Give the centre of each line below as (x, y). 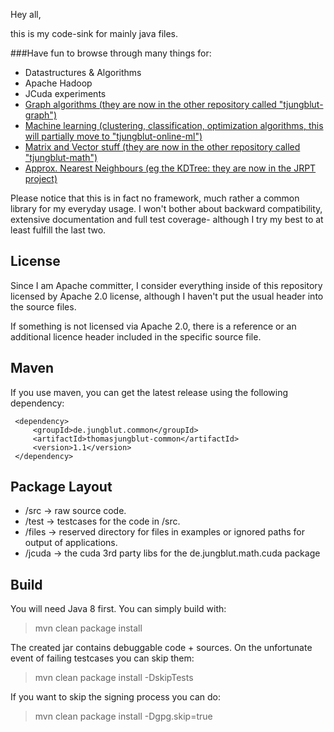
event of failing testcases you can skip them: (102, 658)
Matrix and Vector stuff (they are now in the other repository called (162, 147)
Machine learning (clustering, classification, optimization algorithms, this (174, 125)
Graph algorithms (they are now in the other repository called (150, 104)
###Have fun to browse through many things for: (111, 53)
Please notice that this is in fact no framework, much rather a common (155, 198)
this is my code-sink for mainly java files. (94, 33)
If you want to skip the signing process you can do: (116, 697)
